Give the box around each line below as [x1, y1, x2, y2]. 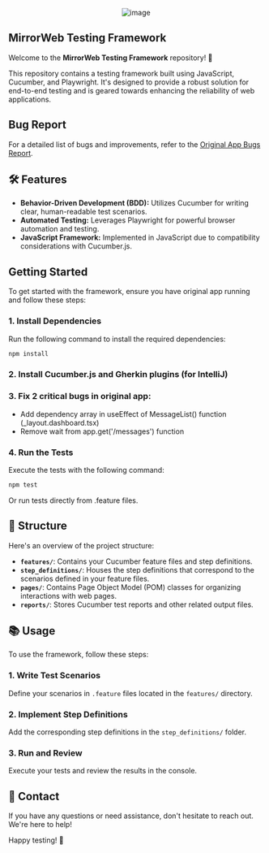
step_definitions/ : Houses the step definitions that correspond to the [19, 565, 255, 574]
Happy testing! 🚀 [8, 835, 64, 845]
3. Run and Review [8, 747, 83, 759]
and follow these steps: [8, 295, 87, 305]
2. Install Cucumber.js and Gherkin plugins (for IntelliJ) [8, 369, 228, 380]
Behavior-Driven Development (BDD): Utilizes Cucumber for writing [19, 198, 250, 208]
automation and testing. [19, 224, 100, 234]
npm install [8, 349, 49, 357]
